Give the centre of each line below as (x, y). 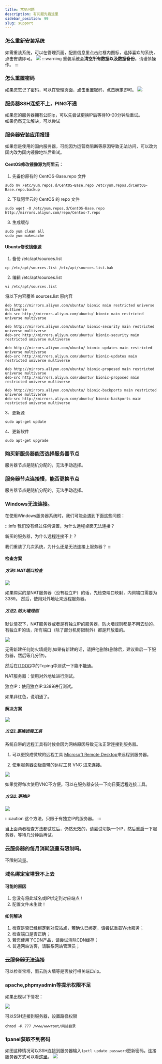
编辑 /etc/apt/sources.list (37, 277)
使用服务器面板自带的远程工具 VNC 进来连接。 (58, 765)
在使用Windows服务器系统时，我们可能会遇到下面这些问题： (65, 516)
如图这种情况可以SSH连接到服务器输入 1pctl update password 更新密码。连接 (81, 1050)
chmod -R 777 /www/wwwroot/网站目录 (40, 1026)
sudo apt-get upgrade (27, 440)
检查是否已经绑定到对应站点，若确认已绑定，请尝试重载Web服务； (78, 928)
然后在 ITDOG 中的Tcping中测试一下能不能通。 (50, 666)
